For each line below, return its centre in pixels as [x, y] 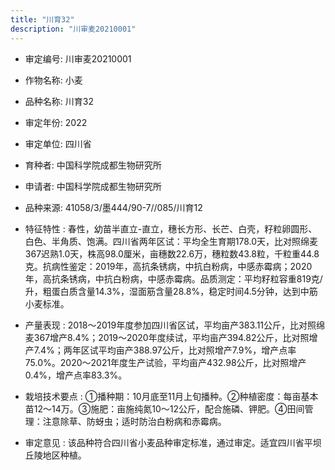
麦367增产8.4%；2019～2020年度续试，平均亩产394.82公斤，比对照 [167, 337]
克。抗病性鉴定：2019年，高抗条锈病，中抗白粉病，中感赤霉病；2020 [168, 266]
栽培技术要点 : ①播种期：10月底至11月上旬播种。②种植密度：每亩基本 [171, 396]
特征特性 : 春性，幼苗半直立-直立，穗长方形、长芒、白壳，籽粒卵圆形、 [171, 228]
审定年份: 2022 [56, 122]
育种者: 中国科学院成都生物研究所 [93, 165]
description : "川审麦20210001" [73, 29]
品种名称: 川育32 [59, 101]
